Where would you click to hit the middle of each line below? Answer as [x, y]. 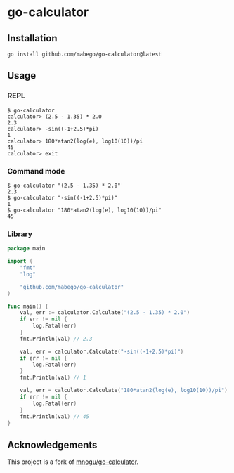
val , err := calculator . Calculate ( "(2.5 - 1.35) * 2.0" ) [105, 313]
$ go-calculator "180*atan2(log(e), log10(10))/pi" [84, 210]
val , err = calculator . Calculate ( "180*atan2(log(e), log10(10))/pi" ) [124, 391]
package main [26, 249]
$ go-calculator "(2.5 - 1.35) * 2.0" [64, 186]
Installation [32, 38]
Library [20, 234]
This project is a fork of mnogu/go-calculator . [73, 462]
